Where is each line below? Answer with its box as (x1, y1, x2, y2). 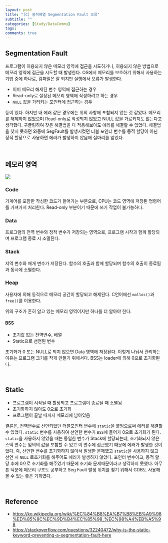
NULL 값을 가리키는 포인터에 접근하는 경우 (12, 99, 92, 105)
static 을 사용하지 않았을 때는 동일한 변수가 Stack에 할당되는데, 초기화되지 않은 (5, 435, 160, 441)
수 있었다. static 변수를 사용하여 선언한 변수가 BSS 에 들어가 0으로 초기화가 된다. (5, 429, 161, 435)
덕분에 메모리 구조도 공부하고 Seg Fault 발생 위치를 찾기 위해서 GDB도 (10, 466, 147, 472)
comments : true (5, 31, 37, 36)
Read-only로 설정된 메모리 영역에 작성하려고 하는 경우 (12, 92, 118, 98)
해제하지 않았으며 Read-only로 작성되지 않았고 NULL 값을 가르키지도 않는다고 (10, 116, 162, 122)
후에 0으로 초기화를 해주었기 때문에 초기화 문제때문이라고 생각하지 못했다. (10, 460, 153, 466)
